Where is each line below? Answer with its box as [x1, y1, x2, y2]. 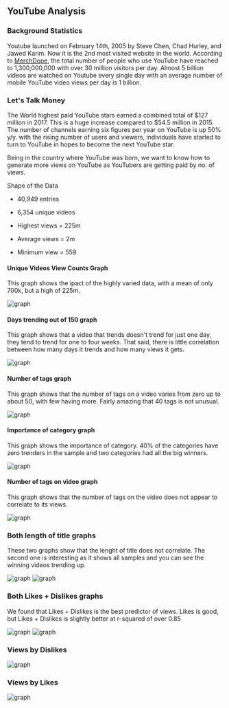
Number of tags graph [7, 374, 72, 382]
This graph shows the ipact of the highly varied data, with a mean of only [7, 279, 214, 287]
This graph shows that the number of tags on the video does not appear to [7, 493, 218, 501]
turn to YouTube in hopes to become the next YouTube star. [7, 140, 175, 148]
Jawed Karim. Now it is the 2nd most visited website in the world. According [7, 49, 223, 57]
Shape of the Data [7, 181, 58, 190]
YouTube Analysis [7, 5, 86, 17]
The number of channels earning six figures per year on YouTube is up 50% [7, 125, 221, 133]
